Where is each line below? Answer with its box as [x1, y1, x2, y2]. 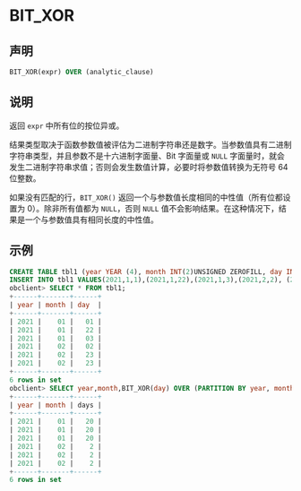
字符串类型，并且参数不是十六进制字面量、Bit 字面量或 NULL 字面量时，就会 [9, 150, 285, 161]
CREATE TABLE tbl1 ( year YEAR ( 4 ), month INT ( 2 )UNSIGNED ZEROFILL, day [9, 267, 282, 276]
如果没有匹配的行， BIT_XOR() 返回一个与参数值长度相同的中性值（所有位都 [9, 192, 284, 202]
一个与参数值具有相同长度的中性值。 [24, 214, 159, 225]
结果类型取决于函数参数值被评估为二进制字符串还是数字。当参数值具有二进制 [9, 139, 292, 150]
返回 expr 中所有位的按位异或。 [9, 120, 125, 131]
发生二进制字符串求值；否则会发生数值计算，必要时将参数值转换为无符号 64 [9, 161, 288, 172]
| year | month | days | [9, 401, 102, 409]
